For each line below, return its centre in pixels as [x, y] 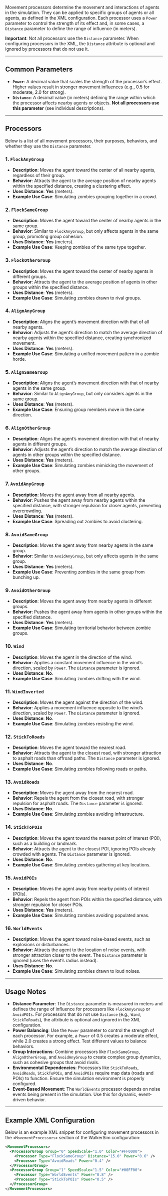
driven [19, 1100]
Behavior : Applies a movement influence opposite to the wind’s [78, 707]
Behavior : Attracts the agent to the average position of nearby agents [84, 181]
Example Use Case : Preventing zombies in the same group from [78, 572]
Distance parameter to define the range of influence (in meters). [71, 29]
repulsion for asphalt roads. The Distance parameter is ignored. [78, 803]
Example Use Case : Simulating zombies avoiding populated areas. [81, 916]
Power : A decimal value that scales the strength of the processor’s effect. [87, 81]
